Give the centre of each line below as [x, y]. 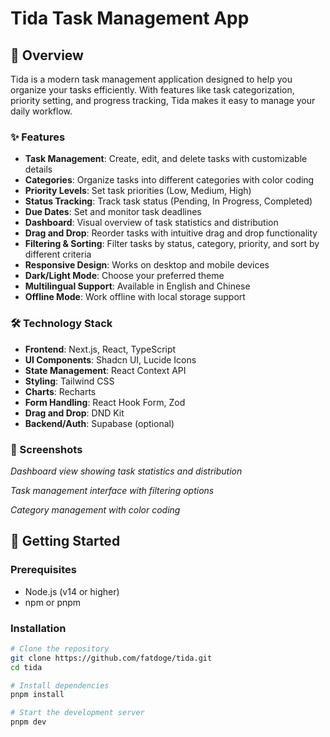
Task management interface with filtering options [112, 490]
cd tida [26, 667]
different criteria [58, 254]
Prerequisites [43, 570]
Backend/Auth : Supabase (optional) [99, 423]
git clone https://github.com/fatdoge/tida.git [111, 658]
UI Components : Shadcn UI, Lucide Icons [110, 359]
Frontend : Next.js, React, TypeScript [100, 349]
